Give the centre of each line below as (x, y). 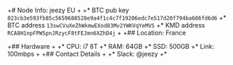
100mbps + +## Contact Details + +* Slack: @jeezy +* (87, 54)
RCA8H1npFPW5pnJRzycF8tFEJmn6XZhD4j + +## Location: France (97, 32)
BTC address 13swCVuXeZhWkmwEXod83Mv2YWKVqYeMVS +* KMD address (106, 25)
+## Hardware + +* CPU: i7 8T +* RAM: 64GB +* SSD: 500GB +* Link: (111, 46)
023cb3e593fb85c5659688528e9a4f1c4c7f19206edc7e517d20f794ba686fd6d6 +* (117, 18)
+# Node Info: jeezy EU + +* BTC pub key (68, 10)
